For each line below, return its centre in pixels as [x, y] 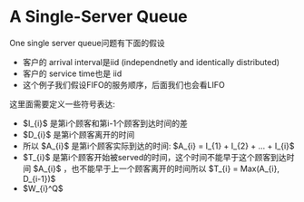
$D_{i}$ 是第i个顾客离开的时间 [78, 134]
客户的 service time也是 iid [72, 73]
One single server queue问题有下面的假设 [87, 43]
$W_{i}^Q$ [43, 188]
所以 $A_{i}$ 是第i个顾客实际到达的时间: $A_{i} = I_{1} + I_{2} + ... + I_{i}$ [158, 146]
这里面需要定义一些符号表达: [63, 104]
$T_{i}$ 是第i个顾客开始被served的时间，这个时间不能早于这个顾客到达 [155, 157]
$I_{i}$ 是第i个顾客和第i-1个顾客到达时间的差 [105, 123]
